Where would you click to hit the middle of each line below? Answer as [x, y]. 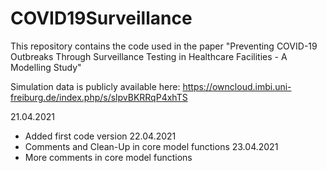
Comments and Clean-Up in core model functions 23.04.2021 [151, 146]
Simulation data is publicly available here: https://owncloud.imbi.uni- [151, 86]
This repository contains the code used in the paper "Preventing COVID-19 [164, 46]
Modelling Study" [46, 67]
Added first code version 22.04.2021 [100, 136]
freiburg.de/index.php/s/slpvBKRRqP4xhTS [99, 97]
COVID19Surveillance [101, 18]
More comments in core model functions [108, 157]
